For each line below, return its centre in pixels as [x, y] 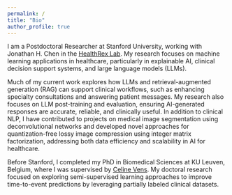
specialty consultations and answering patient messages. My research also [116, 97]
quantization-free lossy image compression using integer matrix [100, 134]
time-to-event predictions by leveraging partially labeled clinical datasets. [113, 185]
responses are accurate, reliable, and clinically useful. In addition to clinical [115, 111]
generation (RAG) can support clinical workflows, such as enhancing [106, 89]
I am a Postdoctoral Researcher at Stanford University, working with [105, 47]
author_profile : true [39, 26]
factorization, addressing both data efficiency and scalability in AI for [107, 141]
